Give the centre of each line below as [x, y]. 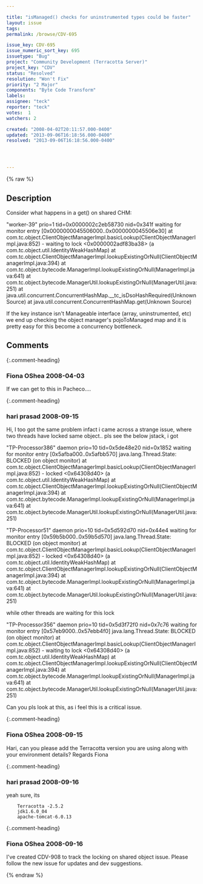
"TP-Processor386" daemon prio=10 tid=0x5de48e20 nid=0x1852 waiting [99, 448]
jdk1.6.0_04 [32, 811]
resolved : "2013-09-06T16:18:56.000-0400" [61, 141]
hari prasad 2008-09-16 [43, 782]
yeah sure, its [23, 795]
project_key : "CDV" [31, 67]
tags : [13, 28]
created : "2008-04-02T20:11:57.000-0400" [59, 129]
